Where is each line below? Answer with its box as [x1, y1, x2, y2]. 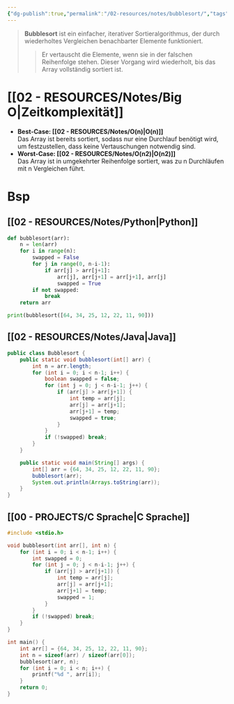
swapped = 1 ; [56, 593, 95, 601]
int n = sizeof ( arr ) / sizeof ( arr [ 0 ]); [19, 652, 136, 659]
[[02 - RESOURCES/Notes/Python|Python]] [7, 217, 198, 228]
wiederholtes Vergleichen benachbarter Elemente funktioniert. [24, 36, 203, 45]
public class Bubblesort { [7, 350, 86, 357]
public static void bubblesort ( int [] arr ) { [19, 356, 151, 363]
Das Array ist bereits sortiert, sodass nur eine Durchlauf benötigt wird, [17, 134, 219, 143]
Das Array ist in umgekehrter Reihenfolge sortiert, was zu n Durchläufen [17, 157, 224, 165]
